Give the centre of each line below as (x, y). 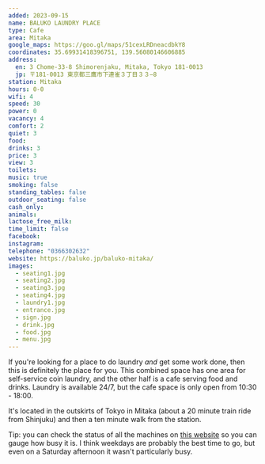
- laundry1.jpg (40, 302)
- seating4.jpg (40, 295)
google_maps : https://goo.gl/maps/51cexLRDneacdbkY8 (97, 45)
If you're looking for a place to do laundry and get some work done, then (127, 362)
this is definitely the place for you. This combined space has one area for (127, 371)
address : (23, 60)
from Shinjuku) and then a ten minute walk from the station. (105, 420)
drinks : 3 (25, 148)
